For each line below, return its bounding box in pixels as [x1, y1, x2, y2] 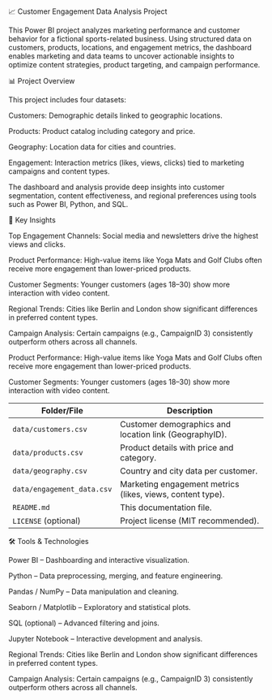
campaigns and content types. [8, 166, 110, 176]
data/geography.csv [12, 466, 87, 475]
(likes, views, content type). [120, 489, 225, 499]
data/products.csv [12, 448, 83, 457]
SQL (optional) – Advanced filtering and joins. [8, 618, 160, 628]
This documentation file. [120, 502, 212, 513]
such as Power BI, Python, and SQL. [8, 200, 129, 209]
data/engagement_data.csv [12, 485, 113, 494]
